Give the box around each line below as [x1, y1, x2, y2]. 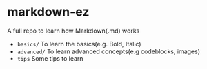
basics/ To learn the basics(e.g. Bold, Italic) [17, 40, 141, 48]
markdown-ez [7, 4, 90, 20]
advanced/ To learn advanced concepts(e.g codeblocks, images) [17, 47, 200, 55]
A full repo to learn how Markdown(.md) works [7, 27, 140, 35]
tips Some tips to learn [17, 54, 84, 62]
